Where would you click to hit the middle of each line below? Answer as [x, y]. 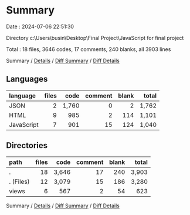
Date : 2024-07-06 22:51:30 [40, 26]
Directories [27, 145]
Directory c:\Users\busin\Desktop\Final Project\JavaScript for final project [95, 38]
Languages [27, 79]
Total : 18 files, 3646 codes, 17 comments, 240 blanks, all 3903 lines [89, 49]
